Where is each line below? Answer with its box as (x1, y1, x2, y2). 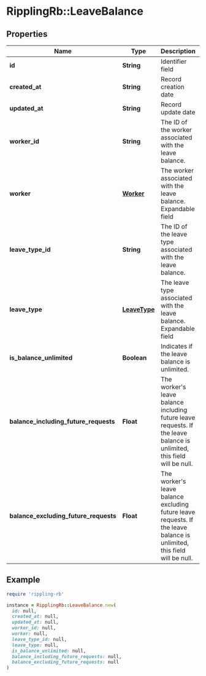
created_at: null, (12, 613, 59, 620)
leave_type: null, (12, 642, 59, 648)
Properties (6, 29, 48, 39)
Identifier (160, 57, 187, 66)
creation (160, 83, 185, 91)
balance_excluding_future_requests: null (12, 659, 120, 666)
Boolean (122, 354, 147, 362)
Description (160, 47, 196, 55)
